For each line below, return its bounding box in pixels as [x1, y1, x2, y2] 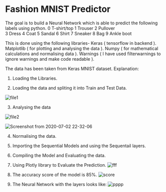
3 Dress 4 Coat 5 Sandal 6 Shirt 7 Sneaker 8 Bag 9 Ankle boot [5, 30, 132, 36]
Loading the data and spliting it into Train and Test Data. [12, 85, 127, 91]
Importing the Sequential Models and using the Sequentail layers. [12, 143, 146, 149]
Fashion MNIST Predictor [5, 3, 111, 15]
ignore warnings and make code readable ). [5, 56, 94, 62]
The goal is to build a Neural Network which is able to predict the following [5, 20, 158, 26]
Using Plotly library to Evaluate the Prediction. [12, 162, 106, 168]
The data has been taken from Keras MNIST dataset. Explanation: [5, 66, 139, 72]
